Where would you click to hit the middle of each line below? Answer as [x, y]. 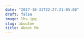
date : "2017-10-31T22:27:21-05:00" [42, 10]
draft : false [19, 14]
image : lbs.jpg [21, 19]
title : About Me [22, 28]
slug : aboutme [20, 23]
